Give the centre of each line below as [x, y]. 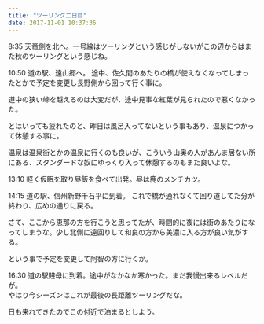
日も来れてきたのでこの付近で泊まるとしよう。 [84, 311]
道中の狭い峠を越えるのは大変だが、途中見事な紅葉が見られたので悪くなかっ [132, 99]
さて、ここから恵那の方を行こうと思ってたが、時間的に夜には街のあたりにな [132, 222]
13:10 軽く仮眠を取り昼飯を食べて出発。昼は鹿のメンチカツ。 [106, 179]
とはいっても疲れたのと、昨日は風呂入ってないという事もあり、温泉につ [125, 126]
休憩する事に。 [39, 135]
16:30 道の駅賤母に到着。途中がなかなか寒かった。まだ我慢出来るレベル [125, 275]
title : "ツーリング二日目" [48, 15]
